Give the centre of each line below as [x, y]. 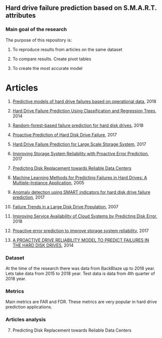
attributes [21, 16]
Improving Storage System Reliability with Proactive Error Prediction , [81, 153]
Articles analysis [26, 320]
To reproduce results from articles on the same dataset [67, 49]
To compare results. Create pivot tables [52, 59]
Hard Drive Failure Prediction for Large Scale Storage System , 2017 [79, 144]
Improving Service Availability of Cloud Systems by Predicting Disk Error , [85, 216]
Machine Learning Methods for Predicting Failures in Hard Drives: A [80, 177]
